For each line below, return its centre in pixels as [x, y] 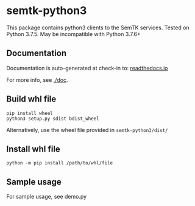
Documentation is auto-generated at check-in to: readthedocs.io [87, 68]
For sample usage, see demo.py [47, 197]
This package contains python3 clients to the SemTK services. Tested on [98, 28]
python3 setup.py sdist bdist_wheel [53, 119]
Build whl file [31, 99]
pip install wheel [30, 113]
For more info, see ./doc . [37, 79]
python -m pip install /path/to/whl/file [60, 163]
